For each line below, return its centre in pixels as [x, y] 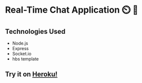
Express [20, 48]
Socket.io [22, 54]
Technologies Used [35, 31]
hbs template [26, 59]
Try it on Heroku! [31, 74]
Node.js [20, 43]
